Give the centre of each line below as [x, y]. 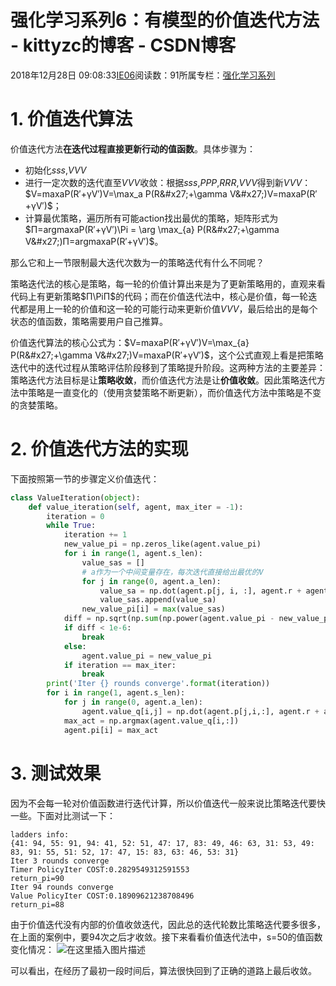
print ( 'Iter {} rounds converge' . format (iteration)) [158, 684]
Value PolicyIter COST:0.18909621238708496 [102, 896]
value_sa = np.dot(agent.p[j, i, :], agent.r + [200, 591]
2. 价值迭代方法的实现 [99, 449]
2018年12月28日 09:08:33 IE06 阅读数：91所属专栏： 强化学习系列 [143, 75]
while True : [71, 526]
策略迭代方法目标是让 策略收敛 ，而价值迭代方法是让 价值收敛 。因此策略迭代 [163, 380]
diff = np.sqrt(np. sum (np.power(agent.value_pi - [169, 619]
